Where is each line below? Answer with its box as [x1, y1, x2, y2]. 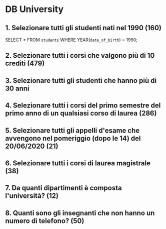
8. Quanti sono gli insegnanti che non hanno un [5, 208, 155, 217]
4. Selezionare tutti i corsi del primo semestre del [5, 101, 161, 110]
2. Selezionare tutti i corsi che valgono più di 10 [5, 51, 155, 60]
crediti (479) [5, 59, 45, 68]
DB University [5, 4, 64, 15]
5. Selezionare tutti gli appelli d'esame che [5, 126, 140, 135]
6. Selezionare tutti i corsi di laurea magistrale [5, 159, 151, 167]
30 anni [5, 84, 29, 92]
